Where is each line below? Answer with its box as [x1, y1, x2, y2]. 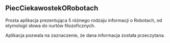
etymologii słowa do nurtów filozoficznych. [5, 22, 95, 28]
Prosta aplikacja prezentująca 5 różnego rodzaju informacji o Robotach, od [5, 17, 162, 23]
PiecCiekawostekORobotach [5, 4, 99, 12]
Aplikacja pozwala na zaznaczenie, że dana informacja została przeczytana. [5, 32, 165, 38]
